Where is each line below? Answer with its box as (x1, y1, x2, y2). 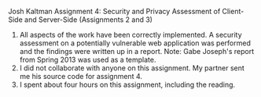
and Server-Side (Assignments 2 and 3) (24, 15, 153, 24)
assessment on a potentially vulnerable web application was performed (19, 38, 252, 48)
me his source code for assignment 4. (19, 72, 143, 81)
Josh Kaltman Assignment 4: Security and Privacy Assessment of (8, 7, 221, 16)
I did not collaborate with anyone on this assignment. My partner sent (19, 63, 245, 73)
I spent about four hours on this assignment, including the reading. (19, 80, 236, 89)
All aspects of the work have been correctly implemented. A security (19, 31, 242, 39)
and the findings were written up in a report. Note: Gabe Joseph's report (19, 47, 254, 56)
